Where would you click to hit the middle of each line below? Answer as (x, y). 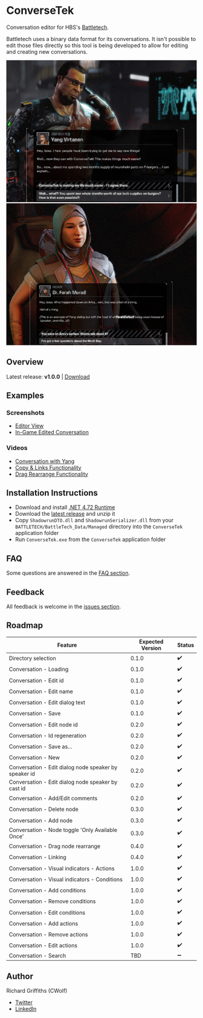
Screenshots (25, 412)
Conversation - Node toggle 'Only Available (63, 830)
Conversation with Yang (45, 461)
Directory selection (32, 658)
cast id (17, 789)
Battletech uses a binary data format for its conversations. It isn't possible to (101, 39)
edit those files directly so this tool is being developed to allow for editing (97, 45)
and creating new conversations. (47, 51)
